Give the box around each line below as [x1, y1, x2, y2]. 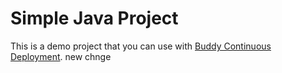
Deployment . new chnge [10, 50, 112, 62]
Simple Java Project [10, 7, 179, 30]
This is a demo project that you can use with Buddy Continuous [10, 40, 272, 52]
